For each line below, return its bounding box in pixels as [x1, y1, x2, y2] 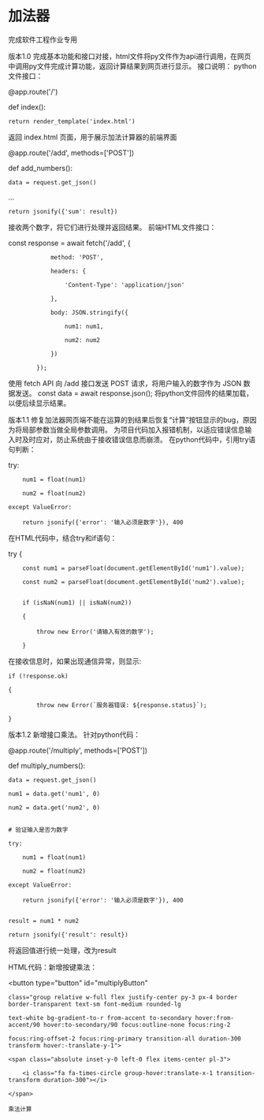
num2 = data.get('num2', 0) [8, 803, 101, 812]
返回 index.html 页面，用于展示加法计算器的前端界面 [8, 132, 177, 142]
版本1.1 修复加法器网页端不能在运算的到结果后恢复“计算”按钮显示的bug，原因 [8, 415, 257, 424]
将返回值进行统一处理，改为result [8, 945, 117, 954]
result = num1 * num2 [8, 917, 80, 925]
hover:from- [195, 1014, 235, 1021]
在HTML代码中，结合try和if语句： [8, 533, 117, 542]
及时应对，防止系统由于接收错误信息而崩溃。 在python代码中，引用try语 [21, 434, 256, 444]
